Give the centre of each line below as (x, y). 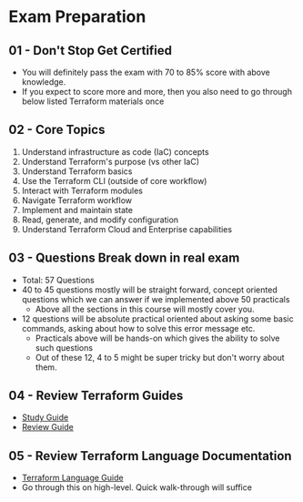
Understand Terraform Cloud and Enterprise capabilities (127, 229)
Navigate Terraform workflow (77, 200)
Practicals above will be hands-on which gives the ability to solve (157, 338)
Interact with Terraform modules (82, 190)
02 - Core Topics (57, 130)
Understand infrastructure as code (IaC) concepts (116, 151)
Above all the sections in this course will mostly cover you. (145, 309)
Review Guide (47, 427)
